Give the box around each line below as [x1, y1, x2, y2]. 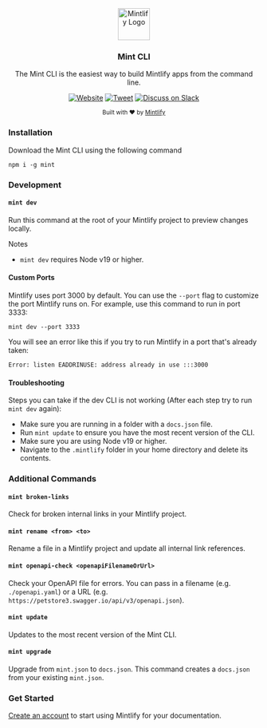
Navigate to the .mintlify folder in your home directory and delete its [19, 445, 249, 454]
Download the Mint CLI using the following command [8, 145, 183, 155]
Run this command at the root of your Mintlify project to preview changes [8, 215, 249, 224]
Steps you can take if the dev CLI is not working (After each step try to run [8, 395, 253, 406]
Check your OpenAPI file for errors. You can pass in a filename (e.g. [8, 578, 231, 588]
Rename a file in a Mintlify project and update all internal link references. [8, 544, 245, 553]
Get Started [8, 692, 54, 703]
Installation [8, 127, 53, 138]
